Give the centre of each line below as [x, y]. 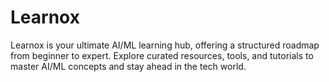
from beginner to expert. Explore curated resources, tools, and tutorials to [162, 55]
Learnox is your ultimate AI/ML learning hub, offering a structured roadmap [165, 45]
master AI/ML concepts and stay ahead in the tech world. [128, 66]
